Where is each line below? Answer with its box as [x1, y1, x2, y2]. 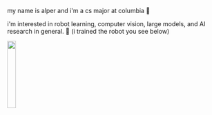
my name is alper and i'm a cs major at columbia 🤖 [7, 7, 151, 14]
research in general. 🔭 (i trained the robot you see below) [7, 28, 170, 35]
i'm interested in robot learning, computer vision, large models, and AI [7, 20, 206, 28]
